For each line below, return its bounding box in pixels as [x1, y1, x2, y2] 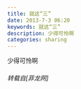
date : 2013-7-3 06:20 [7, 17, 71, 24]
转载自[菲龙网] [7, 74, 49, 82]
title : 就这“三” [7, 10, 52, 18]
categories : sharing [7, 36, 68, 43]
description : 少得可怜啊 [7, 29, 75, 37]
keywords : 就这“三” [7, 23, 61, 30]
